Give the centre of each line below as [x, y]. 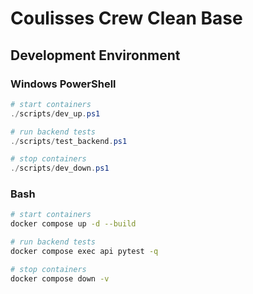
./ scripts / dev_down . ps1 [60, 168]
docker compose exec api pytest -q [84, 252]
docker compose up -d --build [73, 224]
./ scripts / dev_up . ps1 [55, 113]
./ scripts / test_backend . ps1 [69, 141]
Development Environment [95, 55]
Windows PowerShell [63, 84]
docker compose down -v [60, 278]
